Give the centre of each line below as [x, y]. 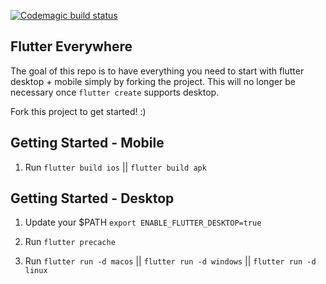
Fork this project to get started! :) [78, 111]
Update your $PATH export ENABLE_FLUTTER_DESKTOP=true [143, 222]
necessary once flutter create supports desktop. [115, 92]
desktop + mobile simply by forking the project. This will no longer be [153, 81]
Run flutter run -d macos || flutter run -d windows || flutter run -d [170, 261]
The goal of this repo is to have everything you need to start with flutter [157, 71]
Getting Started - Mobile [87, 143]
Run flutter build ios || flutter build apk [115, 167]
